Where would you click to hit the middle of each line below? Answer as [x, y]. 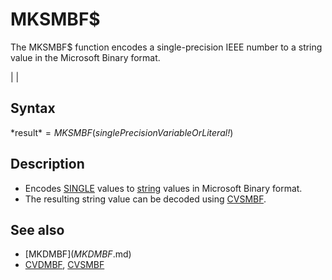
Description [47, 164]
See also [37, 229]
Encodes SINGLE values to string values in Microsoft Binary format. [163, 188]
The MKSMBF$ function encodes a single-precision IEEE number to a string [166, 47]
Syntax [33, 108]
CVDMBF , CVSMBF [64, 265]
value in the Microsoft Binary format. [85, 57]
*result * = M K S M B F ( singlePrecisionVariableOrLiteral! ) [122, 132]
